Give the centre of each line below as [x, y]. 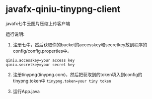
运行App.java [26, 91]
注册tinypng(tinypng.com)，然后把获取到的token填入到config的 [77, 74]
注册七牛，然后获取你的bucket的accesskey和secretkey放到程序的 [80, 45]
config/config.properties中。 [42, 51]
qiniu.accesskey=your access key [40, 60]
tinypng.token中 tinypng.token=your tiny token [62, 81]
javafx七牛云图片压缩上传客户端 [38, 23]
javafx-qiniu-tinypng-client [63, 9]
